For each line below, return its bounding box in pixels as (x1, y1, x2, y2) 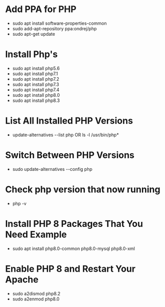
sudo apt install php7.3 (12, 81, 59, 87)
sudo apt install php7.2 (12, 76, 59, 82)
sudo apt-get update (12, 31, 55, 37)
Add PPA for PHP (5, 4, 77, 15)
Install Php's (5, 49, 58, 60)
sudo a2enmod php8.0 (12, 296, 60, 302)
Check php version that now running (5, 183, 160, 195)
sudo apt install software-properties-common (12, 20, 107, 26)
